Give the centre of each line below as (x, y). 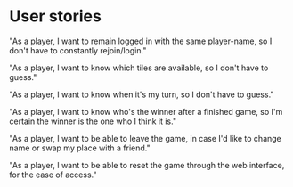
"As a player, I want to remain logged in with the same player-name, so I (141, 41)
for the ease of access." (53, 175)
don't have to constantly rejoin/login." (78, 50)
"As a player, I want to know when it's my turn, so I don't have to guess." (142, 94)
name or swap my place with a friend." (80, 148)
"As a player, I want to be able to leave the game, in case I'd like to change (146, 138)
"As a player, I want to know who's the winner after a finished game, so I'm (146, 111)
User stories (56, 16)
